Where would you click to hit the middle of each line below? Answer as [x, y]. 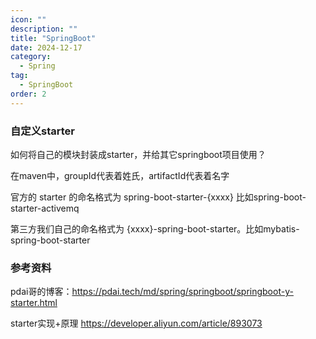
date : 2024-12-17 [46, 47]
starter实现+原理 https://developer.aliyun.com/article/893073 [136, 323]
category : [31, 57]
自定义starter [43, 131]
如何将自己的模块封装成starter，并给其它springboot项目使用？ [138, 154]
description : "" [44, 29]
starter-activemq [45, 208]
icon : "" [28, 19]
